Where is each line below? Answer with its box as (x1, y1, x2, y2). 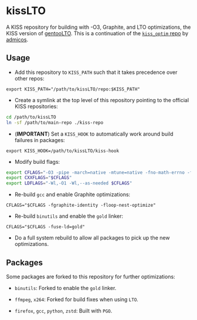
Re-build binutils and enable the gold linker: (14, 213, 124, 220)
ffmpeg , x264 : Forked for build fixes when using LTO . (14, 295, 139, 303)
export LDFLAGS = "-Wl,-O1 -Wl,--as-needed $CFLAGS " (6, 180, 133, 186)
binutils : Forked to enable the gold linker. (14, 284, 117, 291)
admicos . (6, 36, 28, 43)
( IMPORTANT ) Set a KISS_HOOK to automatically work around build (14, 130, 174, 137)
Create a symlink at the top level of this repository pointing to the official (14, 96, 189, 103)
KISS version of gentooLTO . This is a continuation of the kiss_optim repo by (6, 29, 189, 36)
